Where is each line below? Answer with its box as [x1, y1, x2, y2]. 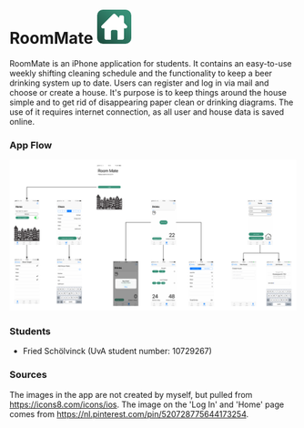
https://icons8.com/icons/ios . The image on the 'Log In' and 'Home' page [9, 399, 285, 410]
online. [9, 116, 35, 127]
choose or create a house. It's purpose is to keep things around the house [9, 87, 287, 97]
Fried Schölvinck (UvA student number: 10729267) [22, 346, 212, 357]
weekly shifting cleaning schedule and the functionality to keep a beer [9, 67, 273, 78]
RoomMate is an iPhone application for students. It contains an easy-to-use [9, 57, 292, 68]
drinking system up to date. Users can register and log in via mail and [9, 77, 269, 88]
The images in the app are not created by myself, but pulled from [9, 389, 253, 400]
